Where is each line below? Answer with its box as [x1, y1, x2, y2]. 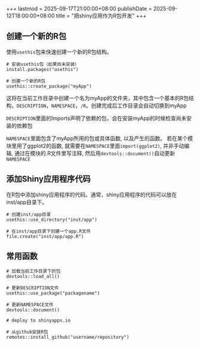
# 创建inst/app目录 [6, 211, 51, 217]
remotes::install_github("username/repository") [6, 334, 130, 341]
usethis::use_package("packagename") [6, 291, 100, 296]
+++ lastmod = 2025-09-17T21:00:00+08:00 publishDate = [6, 5, 152, 12]
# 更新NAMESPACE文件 [6, 302, 54, 308]
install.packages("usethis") [6, 66, 79, 72]
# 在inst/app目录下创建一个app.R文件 [6, 228, 91, 234]
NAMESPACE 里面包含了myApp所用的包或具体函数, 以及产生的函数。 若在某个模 [6, 134, 193, 142]
